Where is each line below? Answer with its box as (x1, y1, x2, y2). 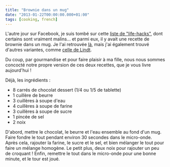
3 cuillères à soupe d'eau (12, 98, 66, 104)
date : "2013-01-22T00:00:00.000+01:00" (5, 12, 90, 17)
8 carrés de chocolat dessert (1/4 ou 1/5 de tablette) (12, 87, 122, 93)
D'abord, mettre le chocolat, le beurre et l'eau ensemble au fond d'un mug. (5, 129, 162, 135)
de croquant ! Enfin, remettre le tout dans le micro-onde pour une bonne (5, 150, 156, 157)
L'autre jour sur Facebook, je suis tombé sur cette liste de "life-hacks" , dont (5, 31, 163, 37)
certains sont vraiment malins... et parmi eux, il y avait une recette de (5, 36, 150, 42)
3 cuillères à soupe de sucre (12, 108, 72, 114)
